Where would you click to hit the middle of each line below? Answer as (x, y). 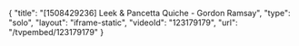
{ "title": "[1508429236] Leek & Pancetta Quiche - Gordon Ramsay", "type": (150, 13)
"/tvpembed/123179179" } (56, 32)
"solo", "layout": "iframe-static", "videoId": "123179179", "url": (123, 23)
